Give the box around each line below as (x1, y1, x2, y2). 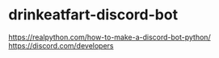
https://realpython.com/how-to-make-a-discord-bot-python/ (8, 32, 212, 42)
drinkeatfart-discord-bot (8, 6, 179, 24)
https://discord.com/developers (8, 40, 115, 50)
